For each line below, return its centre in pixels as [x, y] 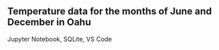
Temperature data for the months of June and [109, 11]
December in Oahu [49, 23]
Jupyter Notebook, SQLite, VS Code [60, 39]
